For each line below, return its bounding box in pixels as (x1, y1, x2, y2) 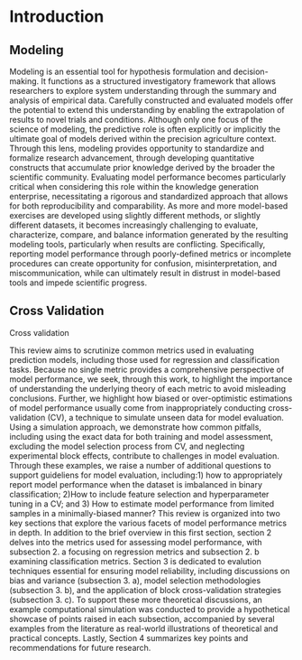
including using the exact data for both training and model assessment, (9, 431, 273, 442)
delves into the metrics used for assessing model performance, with (9, 536, 263, 547)
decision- (233, 66, 269, 77)
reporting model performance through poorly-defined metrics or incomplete (9, 248, 291, 259)
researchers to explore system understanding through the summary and (9, 86, 277, 96)
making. (9, 76, 40, 87)
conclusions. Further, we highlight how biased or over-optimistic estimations (9, 393, 293, 404)
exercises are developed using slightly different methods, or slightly (9, 210, 261, 220)
